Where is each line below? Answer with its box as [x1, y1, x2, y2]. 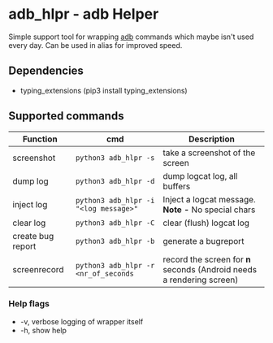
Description [188, 133, 236, 145]
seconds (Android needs [162, 263, 258, 275]
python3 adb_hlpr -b [76, 237, 155, 245]
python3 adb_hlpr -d [76, 176, 155, 185]
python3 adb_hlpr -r [76, 261, 155, 270]
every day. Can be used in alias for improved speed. [8, 40, 183, 50]
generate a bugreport [162, 235, 245, 246]
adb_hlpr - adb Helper [8, 5, 159, 24]
